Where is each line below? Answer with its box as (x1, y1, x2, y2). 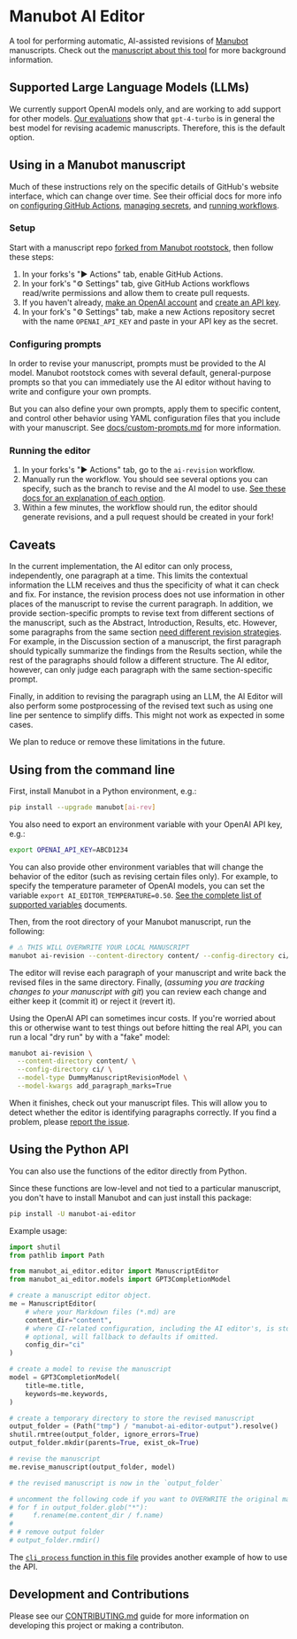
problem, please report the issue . (9, 1116, 130, 1127)
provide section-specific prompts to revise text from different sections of (9, 608, 275, 619)
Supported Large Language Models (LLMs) (9, 80, 250, 95)
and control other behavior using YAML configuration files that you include (9, 413, 281, 424)
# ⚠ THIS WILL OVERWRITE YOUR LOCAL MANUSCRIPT (9, 942, 190, 952)
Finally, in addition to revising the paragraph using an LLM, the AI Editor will (9, 691, 283, 702)
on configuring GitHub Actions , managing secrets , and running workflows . (9, 199, 280, 210)
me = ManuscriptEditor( (9, 1299, 97, 1308)
